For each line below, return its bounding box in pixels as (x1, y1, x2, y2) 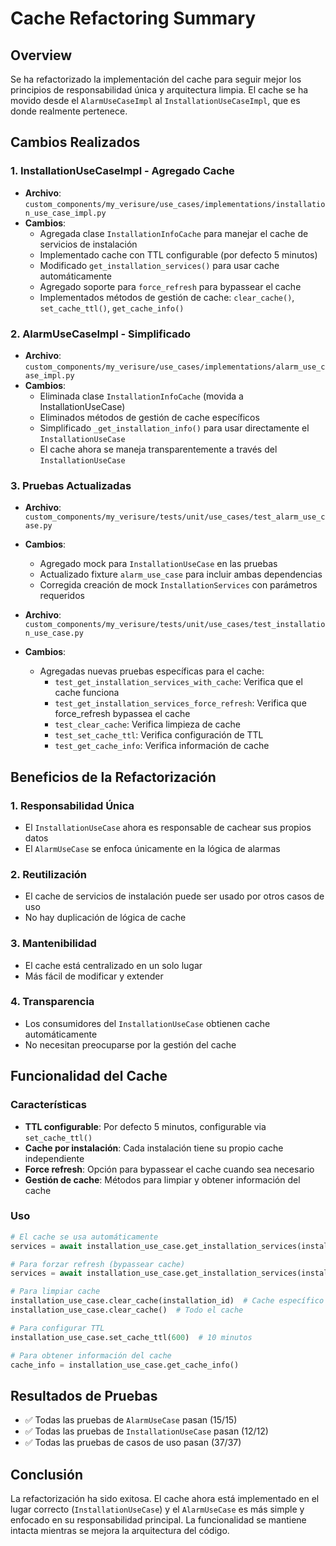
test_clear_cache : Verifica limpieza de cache (54, 718, 241, 731)
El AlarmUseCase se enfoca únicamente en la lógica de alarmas (24, 842, 281, 854)
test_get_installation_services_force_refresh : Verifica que (54, 697, 307, 709)
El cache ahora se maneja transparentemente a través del (39, 443, 278, 455)
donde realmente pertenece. (10, 105, 128, 117)
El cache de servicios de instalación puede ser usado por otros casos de (24, 890, 325, 902)
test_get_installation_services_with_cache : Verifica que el (54, 676, 303, 688)
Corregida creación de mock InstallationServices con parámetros (39, 579, 318, 591)
